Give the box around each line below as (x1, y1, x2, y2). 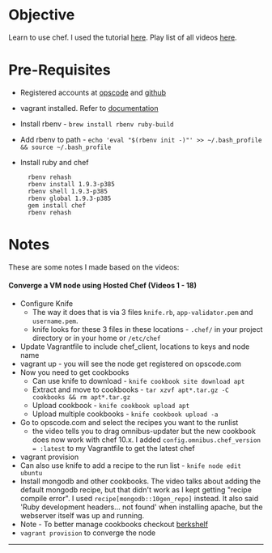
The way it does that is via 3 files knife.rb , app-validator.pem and (32, 308, 253, 317)
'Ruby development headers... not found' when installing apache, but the (19, 502, 263, 512)
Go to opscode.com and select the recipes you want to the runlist (19, 418, 239, 428)
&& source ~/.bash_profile (19, 143, 112, 151)
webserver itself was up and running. (19, 511, 145, 521)
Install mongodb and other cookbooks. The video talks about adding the (19, 476, 261, 487)
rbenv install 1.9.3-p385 (28, 180, 115, 188)
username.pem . (32, 316, 79, 325)
